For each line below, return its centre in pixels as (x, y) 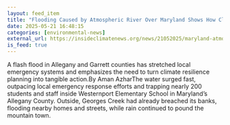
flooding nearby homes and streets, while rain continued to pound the (105, 108)
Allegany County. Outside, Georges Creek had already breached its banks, (112, 101)
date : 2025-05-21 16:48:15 (46, 26)
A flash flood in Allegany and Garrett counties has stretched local (99, 65)
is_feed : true (27, 45)
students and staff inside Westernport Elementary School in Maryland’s (107, 94)
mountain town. (29, 115)
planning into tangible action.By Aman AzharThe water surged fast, (102, 79)
